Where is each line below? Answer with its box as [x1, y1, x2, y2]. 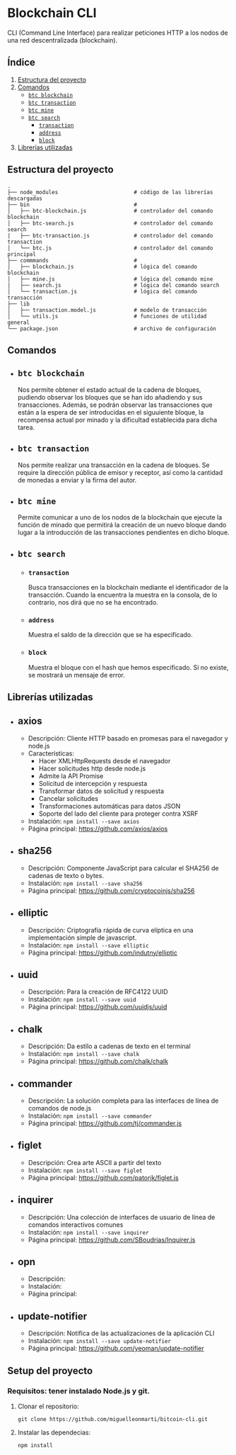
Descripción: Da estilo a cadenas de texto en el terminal [28, 1042, 191, 1050]
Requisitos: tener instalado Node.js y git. [7, 1386, 151, 1395]
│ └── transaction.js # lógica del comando [7, 288, 198, 295]
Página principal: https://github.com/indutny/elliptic [28, 948, 178, 957]
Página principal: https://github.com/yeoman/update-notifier [28, 1344, 204, 1353]
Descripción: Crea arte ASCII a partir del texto [28, 1158, 162, 1167]
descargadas [7, 195, 42, 202]
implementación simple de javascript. [28, 933, 137, 942]
